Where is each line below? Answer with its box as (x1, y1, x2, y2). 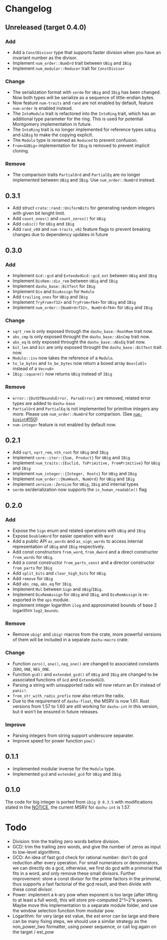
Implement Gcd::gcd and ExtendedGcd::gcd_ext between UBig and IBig (12, 272, 157, 278)
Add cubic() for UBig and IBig (12, 221, 74, 227)
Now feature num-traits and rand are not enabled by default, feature (12, 100, 153, 106)
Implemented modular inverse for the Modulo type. (12, 766, 115, 772)
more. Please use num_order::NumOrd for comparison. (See (12, 411, 132, 417)
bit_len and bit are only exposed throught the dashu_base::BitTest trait (12, 344, 161, 350)
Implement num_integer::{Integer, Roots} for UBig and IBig (12, 471, 137, 477)
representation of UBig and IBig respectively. (12, 543, 105, 549)
